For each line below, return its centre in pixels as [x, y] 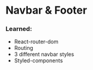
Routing [24, 48]
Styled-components [39, 61]
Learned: [19, 29]
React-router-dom [36, 42]
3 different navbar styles [44, 55]
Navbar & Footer [46, 10]
